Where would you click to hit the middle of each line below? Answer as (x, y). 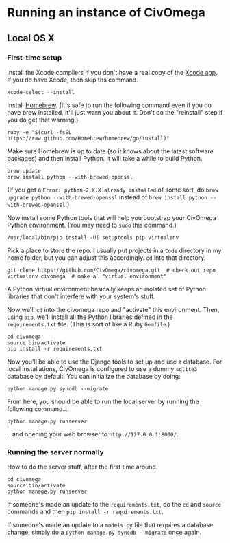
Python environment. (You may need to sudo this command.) (92, 225)
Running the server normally (55, 452)
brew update (24, 171)
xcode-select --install (41, 92)
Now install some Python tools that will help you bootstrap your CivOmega (112, 217)
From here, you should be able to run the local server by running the (103, 401)
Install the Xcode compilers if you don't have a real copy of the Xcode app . (112, 72)
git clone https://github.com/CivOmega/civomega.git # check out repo (111, 270)
